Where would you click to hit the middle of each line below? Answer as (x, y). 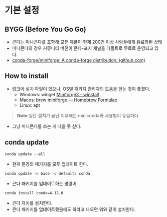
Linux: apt (30, 105)
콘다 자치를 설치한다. (32, 203)
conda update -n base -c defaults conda (48, 173)
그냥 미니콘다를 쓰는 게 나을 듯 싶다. (47, 126)
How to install (27, 76)
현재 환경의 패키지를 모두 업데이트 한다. (50, 164)
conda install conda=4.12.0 (34, 193)
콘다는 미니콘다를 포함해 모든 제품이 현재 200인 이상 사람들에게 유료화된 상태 (87, 42)
